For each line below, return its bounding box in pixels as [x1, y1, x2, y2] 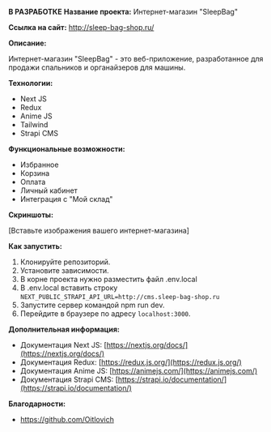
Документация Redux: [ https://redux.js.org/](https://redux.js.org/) [19, 357, 243, 367]
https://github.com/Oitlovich [19, 415, 115, 424]
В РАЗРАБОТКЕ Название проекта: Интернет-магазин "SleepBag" [8, 7, 239, 16]
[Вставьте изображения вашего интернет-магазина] [8, 226, 190, 235]
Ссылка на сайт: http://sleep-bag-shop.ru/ [8, 23, 155, 32]
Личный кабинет [19, 186, 78, 195]
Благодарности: [8, 399, 66, 408]
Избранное [19, 160, 59, 169]
